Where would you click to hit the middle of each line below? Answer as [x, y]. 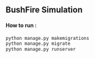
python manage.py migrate [38, 44]
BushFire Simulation [44, 10]
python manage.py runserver [41, 50]
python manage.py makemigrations [47, 38]
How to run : [21, 25]
